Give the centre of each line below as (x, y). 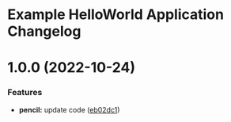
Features (25, 93)
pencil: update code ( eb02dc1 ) (69, 109)
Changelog (44, 31)
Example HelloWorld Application (116, 15)
